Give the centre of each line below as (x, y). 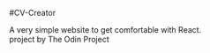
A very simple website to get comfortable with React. (105, 30)
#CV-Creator (33, 13)
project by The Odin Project (59, 39)
